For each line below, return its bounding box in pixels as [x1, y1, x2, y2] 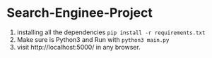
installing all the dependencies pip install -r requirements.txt [16, 28, 206, 36]
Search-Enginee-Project [6, 5, 153, 21]
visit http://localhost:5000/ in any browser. [16, 43, 141, 51]
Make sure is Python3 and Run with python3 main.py [16, 35, 170, 43]
